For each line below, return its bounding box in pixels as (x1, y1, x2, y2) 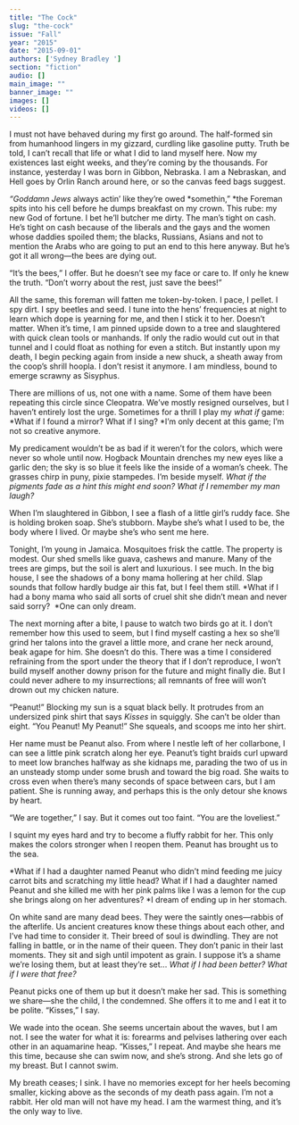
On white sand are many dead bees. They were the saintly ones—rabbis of (9, 912, 284, 922)
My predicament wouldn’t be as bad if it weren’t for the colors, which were (9, 443, 284, 454)
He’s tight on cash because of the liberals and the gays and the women (9, 222, 270, 233)
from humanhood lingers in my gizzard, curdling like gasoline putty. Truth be (9, 138, 290, 149)
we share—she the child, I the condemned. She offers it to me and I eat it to (9, 996, 287, 1006)
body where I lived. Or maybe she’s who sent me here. (9, 527, 210, 537)
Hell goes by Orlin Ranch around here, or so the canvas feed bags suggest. (9, 176, 286, 187)
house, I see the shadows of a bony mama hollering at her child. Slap (9, 572, 263, 583)
